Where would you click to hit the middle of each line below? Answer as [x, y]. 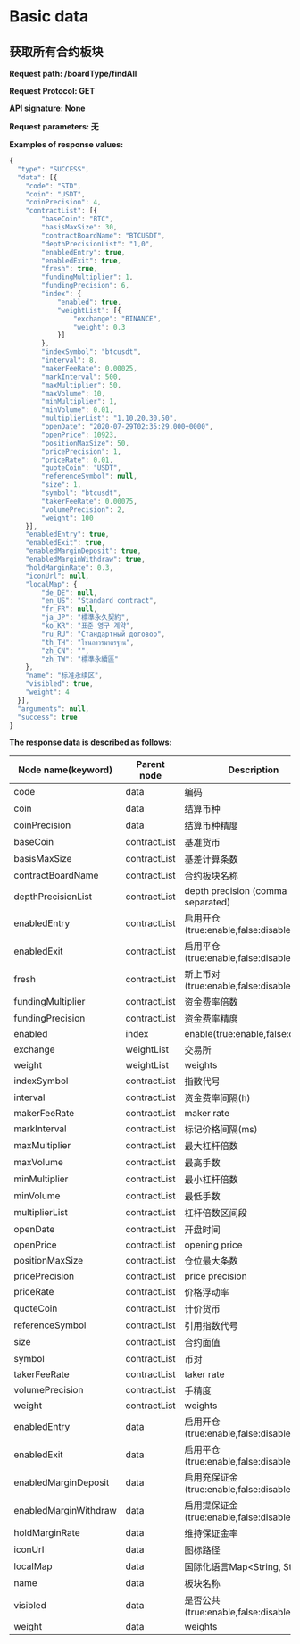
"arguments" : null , [54, 709]
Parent [150, 764]
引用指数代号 [211, 1326]
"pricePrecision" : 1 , [82, 451]
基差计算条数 [211, 859]
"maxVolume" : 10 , [73, 393]
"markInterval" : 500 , [82, 377]
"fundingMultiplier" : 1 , [87, 277]
